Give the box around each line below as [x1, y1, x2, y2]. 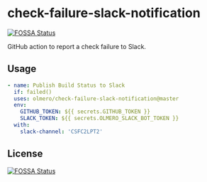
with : [13, 122, 30, 129]
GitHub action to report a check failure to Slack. [7, 42, 147, 50]
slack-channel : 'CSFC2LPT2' [20, 128, 103, 135]
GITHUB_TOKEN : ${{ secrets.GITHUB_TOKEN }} [20, 108, 151, 115]
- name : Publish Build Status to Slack [7, 82, 125, 89]
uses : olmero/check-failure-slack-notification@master [13, 95, 179, 102]
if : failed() [13, 88, 52, 95]
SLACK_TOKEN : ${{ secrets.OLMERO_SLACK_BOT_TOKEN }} [20, 115, 179, 122]
